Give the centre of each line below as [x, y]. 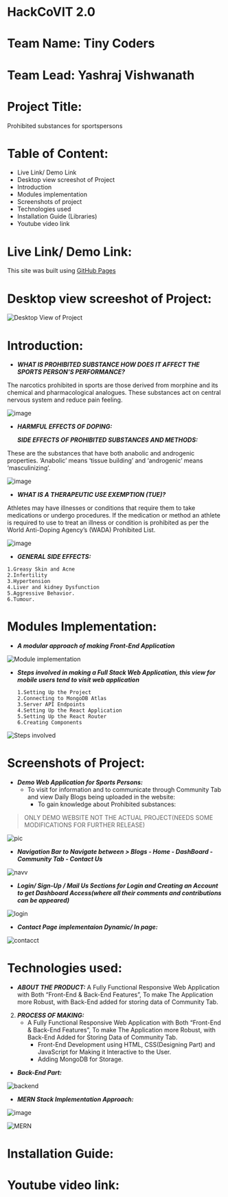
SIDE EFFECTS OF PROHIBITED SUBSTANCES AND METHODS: [107, 440]
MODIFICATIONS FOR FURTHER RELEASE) [84, 825]
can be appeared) [43, 901]
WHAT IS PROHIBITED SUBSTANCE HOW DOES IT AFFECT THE [109, 365]
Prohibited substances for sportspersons [65, 125]
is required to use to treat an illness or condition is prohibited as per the [108, 523]
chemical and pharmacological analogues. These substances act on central [114, 393]
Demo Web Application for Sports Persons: [80, 782]
